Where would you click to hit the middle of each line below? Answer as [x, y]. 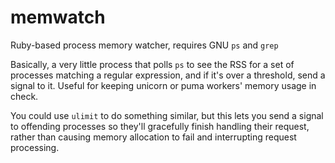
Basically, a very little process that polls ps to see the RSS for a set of [152, 64]
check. [24, 96]
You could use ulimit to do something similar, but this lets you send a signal [167, 115]
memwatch [58, 17]
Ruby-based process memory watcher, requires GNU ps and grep [144, 45]
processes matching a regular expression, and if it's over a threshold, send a [168, 75]
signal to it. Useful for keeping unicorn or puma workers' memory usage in [163, 85]
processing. [35, 147]
